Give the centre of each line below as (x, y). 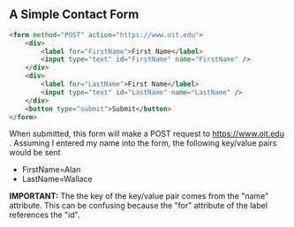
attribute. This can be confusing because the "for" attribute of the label (138, 206)
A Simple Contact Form (74, 15)
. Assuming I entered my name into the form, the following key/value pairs (143, 143)
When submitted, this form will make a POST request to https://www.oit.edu (147, 134)
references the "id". (45, 215)
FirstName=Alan (51, 170)
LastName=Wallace (57, 179)
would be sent (35, 153)
